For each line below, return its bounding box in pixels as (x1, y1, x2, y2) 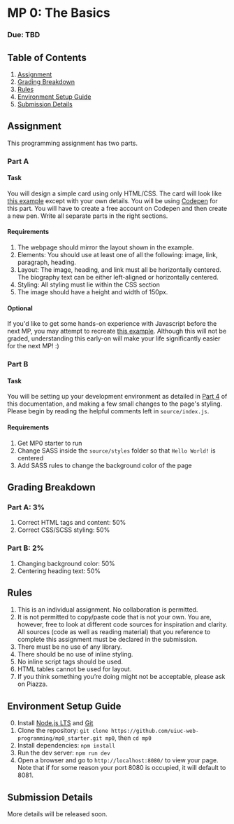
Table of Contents (7, 51, 87, 64)
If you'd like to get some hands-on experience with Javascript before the (7, 320, 217, 328)
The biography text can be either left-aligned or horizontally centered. (17, 273, 219, 282)
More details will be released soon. (7, 810, 108, 818)
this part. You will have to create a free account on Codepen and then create (7, 204, 228, 212)
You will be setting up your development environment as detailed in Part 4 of (7, 392, 228, 401)
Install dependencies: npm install (17, 741, 115, 750)
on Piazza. (17, 680, 47, 688)
